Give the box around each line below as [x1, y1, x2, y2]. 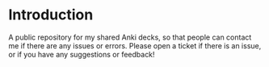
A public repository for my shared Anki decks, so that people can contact [8, 32, 252, 42]
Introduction [8, 6, 94, 24]
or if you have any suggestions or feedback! [8, 49, 155, 59]
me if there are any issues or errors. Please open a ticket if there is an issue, [8, 40, 262, 50]
